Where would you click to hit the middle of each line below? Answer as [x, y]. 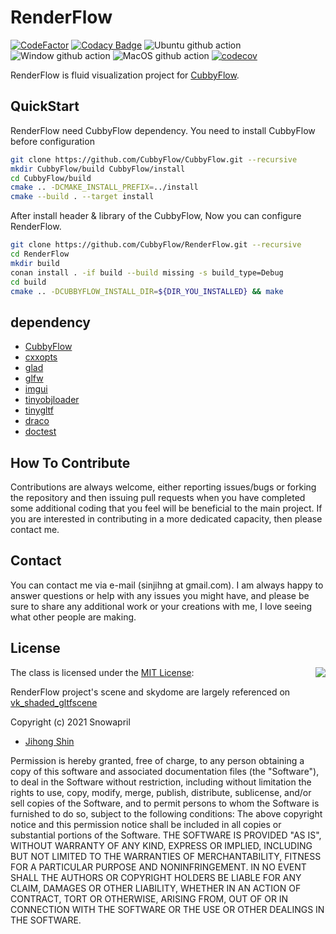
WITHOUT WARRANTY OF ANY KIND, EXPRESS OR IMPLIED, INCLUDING [161, 845]
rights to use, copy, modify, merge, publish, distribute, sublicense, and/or [161, 792]
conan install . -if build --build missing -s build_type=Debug [147, 272]
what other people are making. [73, 617]
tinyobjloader [52, 400]
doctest [40, 432]
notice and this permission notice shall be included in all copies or [146, 824]
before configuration [52, 141]
